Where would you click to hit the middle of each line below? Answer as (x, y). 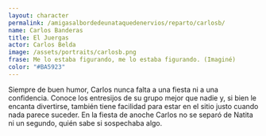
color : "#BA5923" (37, 67)
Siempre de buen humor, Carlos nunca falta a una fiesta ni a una (113, 89)
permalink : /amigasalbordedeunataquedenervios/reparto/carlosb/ (117, 23)
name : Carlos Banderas (46, 30)
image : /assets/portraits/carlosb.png (72, 52)
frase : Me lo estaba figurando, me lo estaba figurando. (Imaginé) (122, 60)
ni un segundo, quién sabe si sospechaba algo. (85, 123)
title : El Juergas (39, 38)
